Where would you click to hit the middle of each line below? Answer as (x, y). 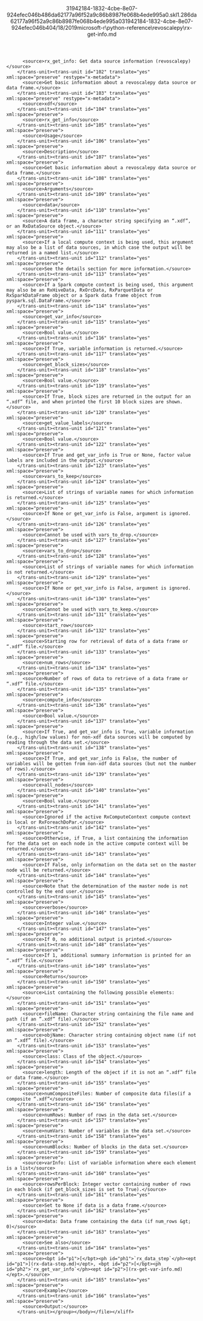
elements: (162, 993)
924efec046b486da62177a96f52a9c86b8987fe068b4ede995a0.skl (92, 15)
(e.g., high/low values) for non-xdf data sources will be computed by (98, 737)
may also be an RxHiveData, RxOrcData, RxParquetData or (80, 290)
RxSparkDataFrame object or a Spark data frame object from (84, 296)
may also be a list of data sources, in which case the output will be (98, 248)
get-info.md (102, 34)
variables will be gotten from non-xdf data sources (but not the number (101, 764)
